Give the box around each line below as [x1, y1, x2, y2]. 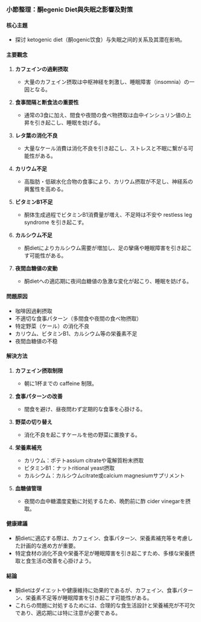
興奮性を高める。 [24, 185, 67, 193]
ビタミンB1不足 [14, 198, 53, 206]
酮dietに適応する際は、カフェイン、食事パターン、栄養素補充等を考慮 [14, 534, 188, 542]
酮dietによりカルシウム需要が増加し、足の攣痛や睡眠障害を [24, 245, 171, 252]
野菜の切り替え [14, 418, 53, 425]
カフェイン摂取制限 [14, 367, 63, 374]
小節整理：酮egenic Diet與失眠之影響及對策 [6, 5, 133, 13]
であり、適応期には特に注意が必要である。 [14, 609, 121, 617]
